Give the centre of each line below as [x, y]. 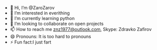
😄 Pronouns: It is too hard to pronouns [50, 36]
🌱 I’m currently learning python [42, 18]
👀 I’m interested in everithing [40, 13]
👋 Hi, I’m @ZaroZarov [32, 8]
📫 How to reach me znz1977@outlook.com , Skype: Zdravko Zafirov [81, 29]
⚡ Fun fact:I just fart [31, 42]
